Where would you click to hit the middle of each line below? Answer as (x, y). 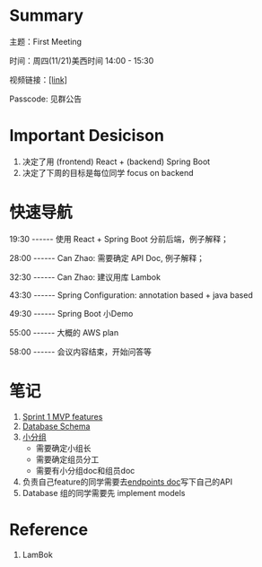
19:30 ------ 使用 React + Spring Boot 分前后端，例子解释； (119, 239)
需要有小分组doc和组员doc (85, 470)
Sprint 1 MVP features (62, 416)
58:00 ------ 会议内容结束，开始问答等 (81, 352)
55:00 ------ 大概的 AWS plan (64, 332)
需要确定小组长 (63, 448)
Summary (46, 16)
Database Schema (56, 426)
